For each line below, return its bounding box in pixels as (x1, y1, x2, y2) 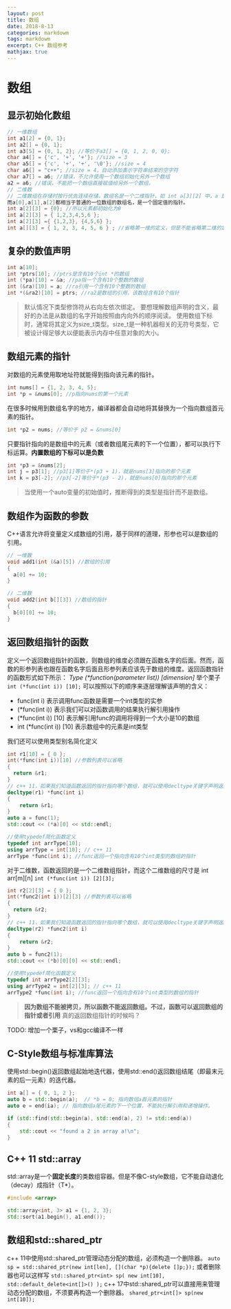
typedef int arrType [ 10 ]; (7, 839, 81, 847)
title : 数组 (7, 17, 39, 23)
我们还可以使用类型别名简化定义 (7, 737, 98, 745)
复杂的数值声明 (7, 245, 71, 257)
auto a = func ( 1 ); (7, 815, 60, 821)
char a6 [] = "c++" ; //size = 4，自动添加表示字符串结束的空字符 (7, 167, 179, 174)
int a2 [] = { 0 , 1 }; (7, 141, 63, 148)
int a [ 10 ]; (7, 264, 38, 271)
